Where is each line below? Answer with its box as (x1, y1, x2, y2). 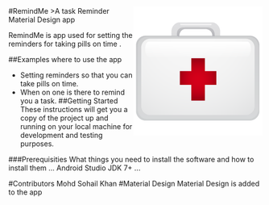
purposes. (19, 139, 55, 149)
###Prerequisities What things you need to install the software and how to (8, 155, 255, 164)
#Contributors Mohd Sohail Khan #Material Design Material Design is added (8, 179, 260, 188)
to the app (8, 187, 43, 197)
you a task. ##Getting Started (19, 96, 118, 106)
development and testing (19, 131, 103, 140)
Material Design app (8, 15, 75, 24)
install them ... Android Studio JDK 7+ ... (8, 163, 141, 173)
